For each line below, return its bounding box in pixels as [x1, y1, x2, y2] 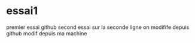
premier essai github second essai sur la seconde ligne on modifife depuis [6, 24, 190, 31]
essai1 [6, 4, 38, 18]
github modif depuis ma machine [6, 29, 87, 37]
